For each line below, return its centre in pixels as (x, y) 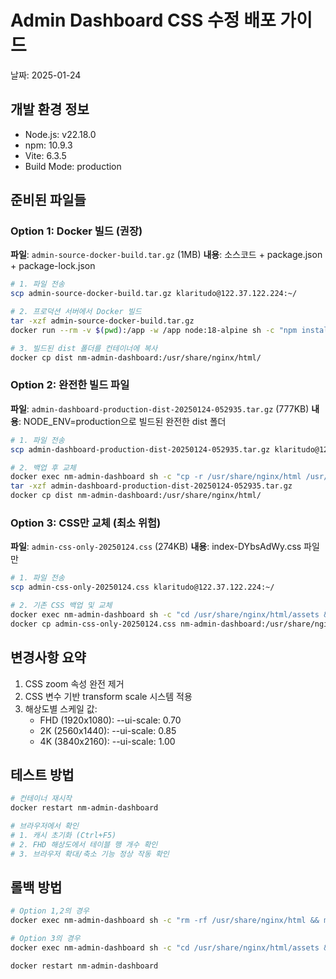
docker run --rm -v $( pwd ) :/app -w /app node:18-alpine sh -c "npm (154, 330)
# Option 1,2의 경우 (50, 911)
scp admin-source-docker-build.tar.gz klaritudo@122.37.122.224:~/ (154, 294)
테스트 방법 (42, 774)
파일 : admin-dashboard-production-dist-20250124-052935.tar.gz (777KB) (160, 408)
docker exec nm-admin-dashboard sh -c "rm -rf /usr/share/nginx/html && (165, 921)
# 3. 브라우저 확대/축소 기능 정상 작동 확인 (90, 854)
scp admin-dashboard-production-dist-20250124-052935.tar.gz (140, 449)
